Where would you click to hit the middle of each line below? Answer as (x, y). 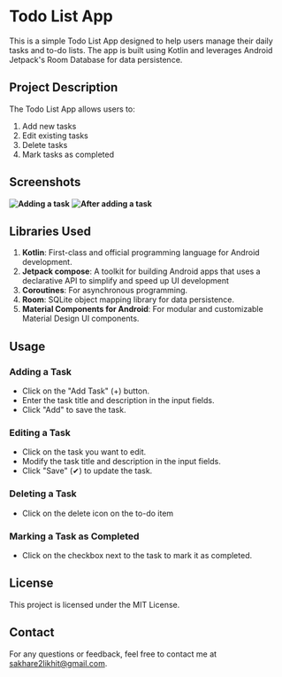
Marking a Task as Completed (74, 536)
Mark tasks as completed (68, 154)
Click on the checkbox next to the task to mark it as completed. (137, 555)
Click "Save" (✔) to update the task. (87, 471)
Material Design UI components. (80, 319)
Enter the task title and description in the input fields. (118, 401)
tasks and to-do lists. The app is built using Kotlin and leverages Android (141, 50)
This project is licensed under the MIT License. (95, 604)
